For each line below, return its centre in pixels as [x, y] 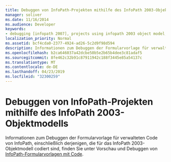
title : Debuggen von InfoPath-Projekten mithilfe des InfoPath [74, 10]
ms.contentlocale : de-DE [32, 67]
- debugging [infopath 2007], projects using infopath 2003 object [78, 34]
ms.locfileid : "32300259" [33, 77]
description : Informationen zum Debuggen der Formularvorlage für [77, 48]
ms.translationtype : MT [31, 62]
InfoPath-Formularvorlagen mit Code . [45, 154]
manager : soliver [24, 15]
